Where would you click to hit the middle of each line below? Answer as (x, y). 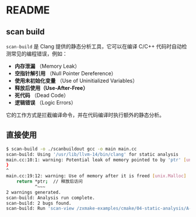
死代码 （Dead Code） (41, 95)
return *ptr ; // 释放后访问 (50, 181)
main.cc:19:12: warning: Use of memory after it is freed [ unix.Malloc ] (96, 176)
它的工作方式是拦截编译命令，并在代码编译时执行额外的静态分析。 (85, 115)
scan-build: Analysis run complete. (50, 198)
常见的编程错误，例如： (39, 54)
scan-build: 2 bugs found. (39, 203)
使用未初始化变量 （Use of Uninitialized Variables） (76, 80)
